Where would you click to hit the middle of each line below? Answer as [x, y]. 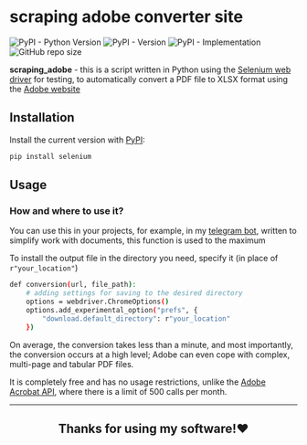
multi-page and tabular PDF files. [72, 364]
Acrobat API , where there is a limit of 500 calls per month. [118, 391]
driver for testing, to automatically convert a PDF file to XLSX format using [149, 79]
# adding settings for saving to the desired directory [135, 293]
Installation [42, 117]
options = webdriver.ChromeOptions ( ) [98, 302]
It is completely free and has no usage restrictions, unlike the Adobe [138, 382]
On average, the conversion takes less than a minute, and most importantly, [152, 344]
